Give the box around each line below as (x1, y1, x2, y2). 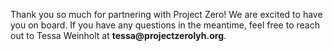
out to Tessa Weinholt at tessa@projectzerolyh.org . (10, 30, 227, 41)
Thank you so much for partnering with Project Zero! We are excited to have (10, 9, 323, 20)
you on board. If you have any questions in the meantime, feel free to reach (10, 19, 320, 31)
